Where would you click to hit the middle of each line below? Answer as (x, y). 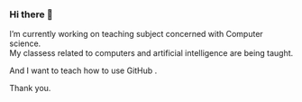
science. (25, 43)
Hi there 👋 (32, 14)
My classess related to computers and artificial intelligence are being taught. (151, 53)
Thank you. (30, 88)
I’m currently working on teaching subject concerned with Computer (136, 34)
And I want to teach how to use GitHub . (83, 70)
